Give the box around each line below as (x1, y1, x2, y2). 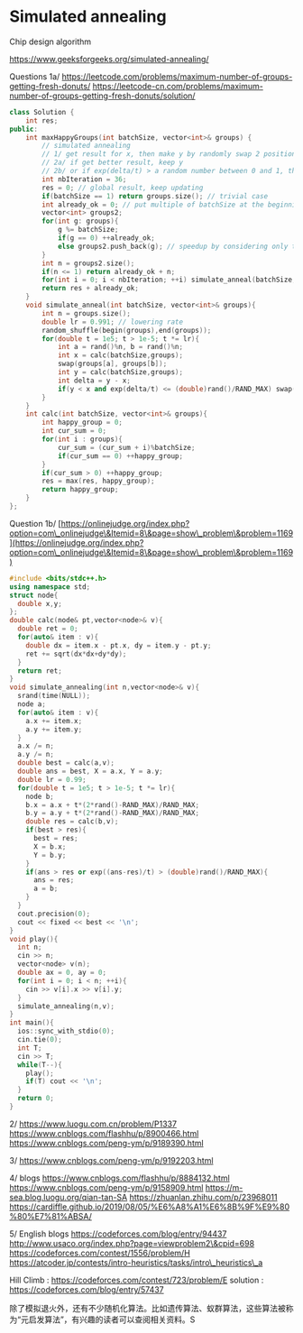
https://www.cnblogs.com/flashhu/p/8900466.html (9, 1127, 199, 1138)
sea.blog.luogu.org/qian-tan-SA (9, 1191, 128, 1202)
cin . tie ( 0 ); (17, 1035, 63, 1044)
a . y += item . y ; (25, 724, 83, 734)
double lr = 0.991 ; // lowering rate (41, 317, 183, 326)
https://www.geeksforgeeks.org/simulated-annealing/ (9, 53, 209, 64)
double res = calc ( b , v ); (25, 817, 119, 826)
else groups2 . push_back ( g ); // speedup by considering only (57, 242, 289, 251)
